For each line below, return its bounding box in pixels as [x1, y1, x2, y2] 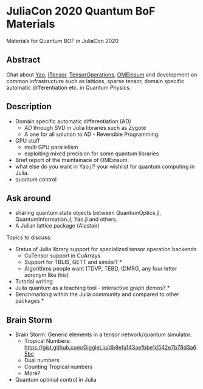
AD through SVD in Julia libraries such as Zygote [24, 124, 146, 131]
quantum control [15, 175, 57, 183]
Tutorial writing [15, 278, 53, 285]
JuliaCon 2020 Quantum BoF [6, 4, 156, 18]
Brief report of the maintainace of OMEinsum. [15, 156, 129, 163]
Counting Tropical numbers [24, 363, 93, 371]
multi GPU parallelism [24, 143, 78, 151]
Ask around [6, 193, 51, 203]
